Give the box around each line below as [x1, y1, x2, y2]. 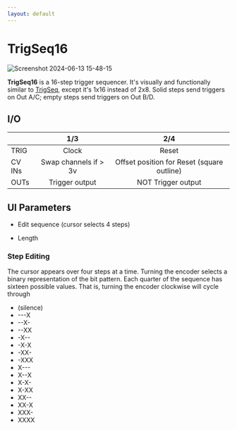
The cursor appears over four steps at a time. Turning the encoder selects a [7, 267, 228, 276]
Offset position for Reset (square [115, 157, 224, 167]
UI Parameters [7, 202, 72, 214]
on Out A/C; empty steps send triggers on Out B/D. [7, 92, 155, 101]
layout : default [7, 10, 55, 18]
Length [17, 234, 39, 242]
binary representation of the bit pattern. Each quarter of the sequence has [7, 275, 223, 283]
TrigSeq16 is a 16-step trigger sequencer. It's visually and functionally [7, 78, 211, 86]
